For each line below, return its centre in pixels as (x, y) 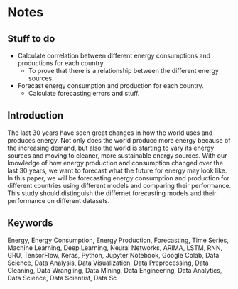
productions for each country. (61, 63)
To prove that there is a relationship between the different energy (123, 71)
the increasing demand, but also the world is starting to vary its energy (111, 148)
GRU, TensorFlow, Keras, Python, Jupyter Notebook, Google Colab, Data (113, 255)
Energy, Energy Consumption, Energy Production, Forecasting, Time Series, (118, 240)
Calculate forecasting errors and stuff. (84, 93)
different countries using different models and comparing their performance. (119, 185)
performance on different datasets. (59, 200)
